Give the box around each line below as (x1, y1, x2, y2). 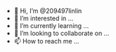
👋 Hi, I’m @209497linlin (13, 7, 82, 15)
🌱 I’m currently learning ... (13, 22, 89, 30)
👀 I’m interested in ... (13, 14, 74, 22)
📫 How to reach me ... (13, 37, 79, 45)
